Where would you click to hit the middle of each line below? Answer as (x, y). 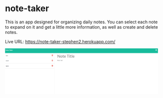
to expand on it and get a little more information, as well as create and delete (81, 27)
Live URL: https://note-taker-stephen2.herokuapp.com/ (60, 41)
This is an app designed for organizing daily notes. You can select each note (81, 22)
